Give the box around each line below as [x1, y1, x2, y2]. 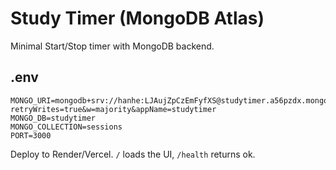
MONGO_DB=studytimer [10, 113, 97, 123]
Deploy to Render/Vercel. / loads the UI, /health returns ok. [10, 148, 256, 160]
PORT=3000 [10, 130, 52, 141]
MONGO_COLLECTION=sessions [10, 122, 123, 132]
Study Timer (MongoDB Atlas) [10, 7, 265, 30]
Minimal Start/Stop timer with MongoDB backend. [10, 40, 215, 52]
